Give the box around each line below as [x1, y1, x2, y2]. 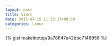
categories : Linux [5, 21, 44, 26]
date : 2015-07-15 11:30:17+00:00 [5, 16, 75, 21]
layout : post [5, 7, 33, 12]
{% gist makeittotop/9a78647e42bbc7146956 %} [5, 35, 107, 41]
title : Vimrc [5, 12, 33, 17]
